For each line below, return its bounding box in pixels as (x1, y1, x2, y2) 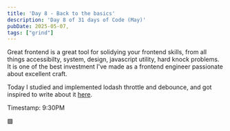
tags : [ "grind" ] (7, 29, 54, 36)
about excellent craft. (7, 70, 67, 78)
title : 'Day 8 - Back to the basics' (7, 10, 116, 17)
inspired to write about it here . (7, 91, 93, 99)
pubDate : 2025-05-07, (7, 23, 70, 29)
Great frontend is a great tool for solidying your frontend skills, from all (7, 48, 207, 56)
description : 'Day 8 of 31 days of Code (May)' (7, 16, 147, 23)
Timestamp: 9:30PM (7, 104, 65, 112)
